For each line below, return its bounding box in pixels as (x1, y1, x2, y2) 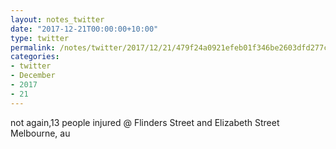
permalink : (10, 42, 56, 53)
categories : (10, 52, 60, 62)
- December (10, 71, 56, 81)
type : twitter (10, 33, 70, 43)
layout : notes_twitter (10, 14, 105, 25)
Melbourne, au (10, 127, 71, 139)
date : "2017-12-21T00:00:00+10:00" (10, 24, 159, 34)
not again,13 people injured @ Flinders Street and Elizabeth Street (10, 116, 280, 128)
